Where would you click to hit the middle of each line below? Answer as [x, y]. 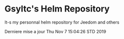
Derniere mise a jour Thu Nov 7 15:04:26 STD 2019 [55, 31]
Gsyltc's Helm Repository [57, 9]
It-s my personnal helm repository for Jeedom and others [62, 22]
